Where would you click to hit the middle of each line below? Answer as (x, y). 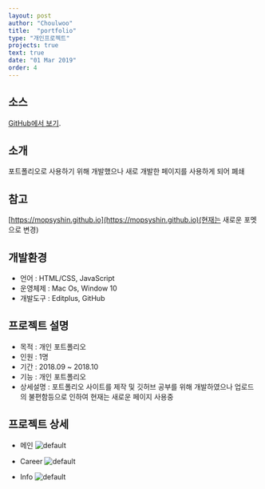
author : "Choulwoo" (41, 23)
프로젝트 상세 (39, 425)
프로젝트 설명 (39, 326)
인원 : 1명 (34, 356)
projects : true (34, 46)
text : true (26, 53)
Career (31, 461)
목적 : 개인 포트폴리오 (53, 347)
